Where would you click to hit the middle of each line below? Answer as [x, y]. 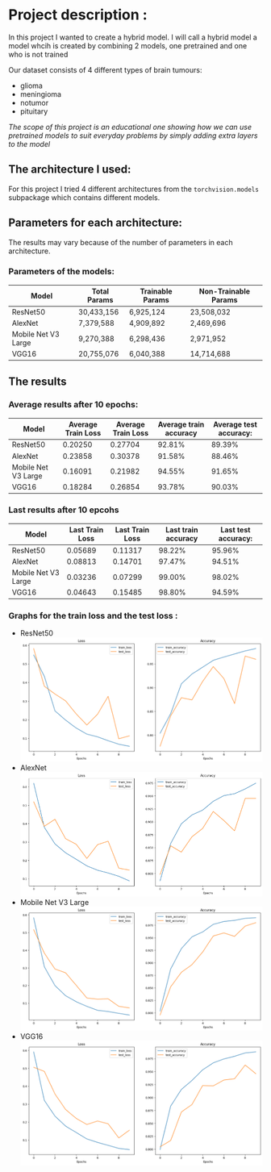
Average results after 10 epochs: [73, 405]
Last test [236, 530]
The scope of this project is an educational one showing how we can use [130, 127]
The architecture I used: [70, 170]
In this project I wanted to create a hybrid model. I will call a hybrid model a [133, 37]
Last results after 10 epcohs [64, 510]
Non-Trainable [225, 291]
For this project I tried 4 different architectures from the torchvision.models [134, 189]
